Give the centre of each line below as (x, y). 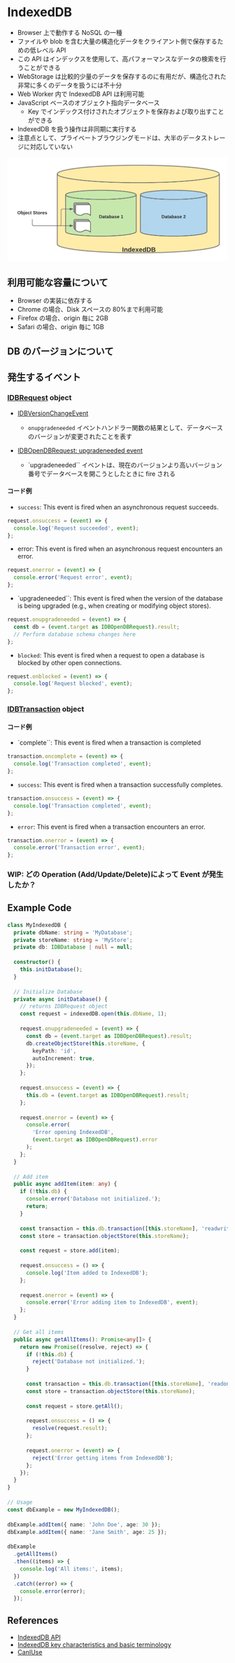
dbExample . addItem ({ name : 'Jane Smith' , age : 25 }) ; (87, 1532)
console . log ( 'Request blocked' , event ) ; (73, 684)
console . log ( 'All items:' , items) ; (72, 1569)
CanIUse (30, 1652)
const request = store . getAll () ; (74, 1406)
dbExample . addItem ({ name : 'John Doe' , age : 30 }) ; (84, 1524)
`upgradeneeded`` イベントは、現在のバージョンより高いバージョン (125, 465)
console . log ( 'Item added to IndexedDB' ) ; (87, 1273)
